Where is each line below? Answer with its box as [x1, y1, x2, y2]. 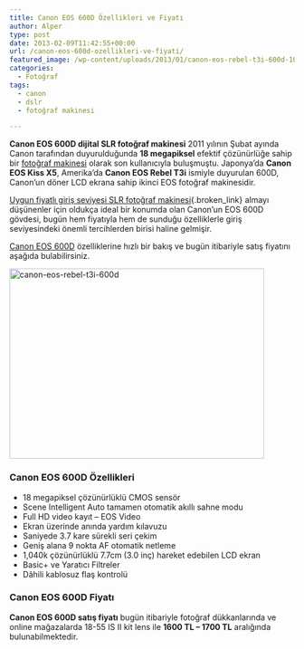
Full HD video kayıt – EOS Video [22, 511, 141, 521]
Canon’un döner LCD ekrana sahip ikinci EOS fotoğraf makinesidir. [9, 177, 256, 188]
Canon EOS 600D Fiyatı [9, 591, 115, 604]
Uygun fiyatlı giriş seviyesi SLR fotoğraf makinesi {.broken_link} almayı [9, 195, 270, 205]
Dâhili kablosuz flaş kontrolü [22, 568, 128, 579]
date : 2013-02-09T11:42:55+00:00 [9, 38, 136, 48]
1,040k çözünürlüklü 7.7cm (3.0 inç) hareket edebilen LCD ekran [22, 549, 261, 560]
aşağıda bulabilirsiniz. [9, 251, 90, 262]
